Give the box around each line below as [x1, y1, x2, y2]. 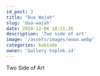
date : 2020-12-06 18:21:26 [6, 25, 74, 32]
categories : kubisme [6, 42, 58, 48]
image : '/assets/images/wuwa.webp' [6, 37, 95, 42]
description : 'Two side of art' [6, 31, 87, 37]
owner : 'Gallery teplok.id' [6, 48, 77, 54]
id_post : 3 [6, 8, 34, 15]
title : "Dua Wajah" [6, 14, 55, 20]
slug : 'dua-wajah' [6, 20, 52, 26]
